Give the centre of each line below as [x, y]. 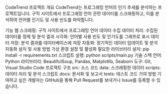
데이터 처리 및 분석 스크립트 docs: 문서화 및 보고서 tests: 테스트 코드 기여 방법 [81, 74]
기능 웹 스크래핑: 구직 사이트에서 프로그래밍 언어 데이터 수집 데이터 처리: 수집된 [82, 30]
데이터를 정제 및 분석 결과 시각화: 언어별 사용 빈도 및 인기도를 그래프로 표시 [78, 37]
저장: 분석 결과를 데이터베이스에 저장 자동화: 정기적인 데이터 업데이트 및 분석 [84, 43]
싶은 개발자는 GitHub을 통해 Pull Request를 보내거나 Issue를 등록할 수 [87, 80]
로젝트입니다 [17, 13]
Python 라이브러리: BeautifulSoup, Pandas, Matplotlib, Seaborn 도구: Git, [79, 61]
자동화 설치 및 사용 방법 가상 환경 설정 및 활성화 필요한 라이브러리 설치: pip [77, 49]
